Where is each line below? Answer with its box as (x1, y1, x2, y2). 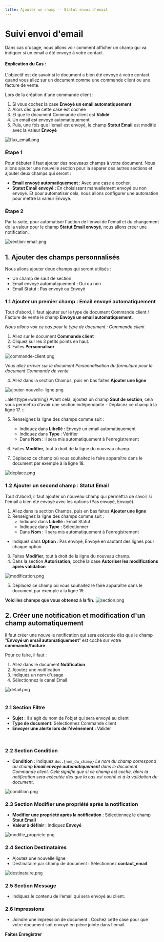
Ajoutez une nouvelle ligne (12, 855, 66, 861)
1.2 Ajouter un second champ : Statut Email (5, 482, 109, 489)
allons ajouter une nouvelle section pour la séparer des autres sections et (5, 165, 153, 171)
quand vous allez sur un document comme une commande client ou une (5, 77, 150, 83)
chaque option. (12, 543, 43, 549)
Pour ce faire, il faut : (5, 652, 47, 658)
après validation (12, 563, 46, 569)
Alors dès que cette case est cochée (12, 106, 86, 112)
